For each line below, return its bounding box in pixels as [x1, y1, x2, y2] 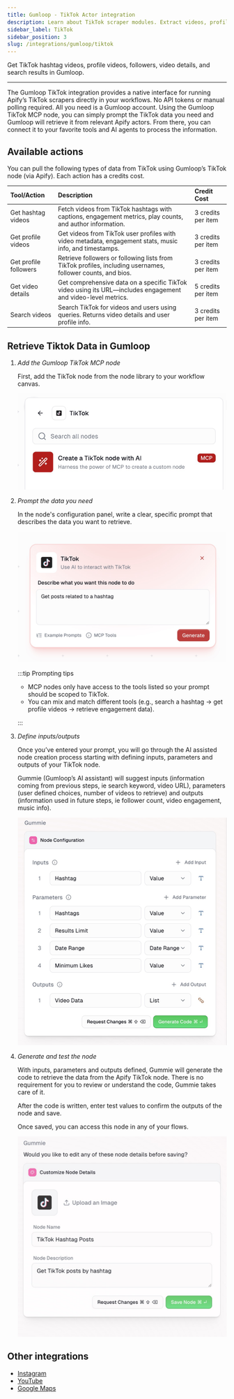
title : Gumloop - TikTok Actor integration [7, 11, 136, 18]
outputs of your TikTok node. [17, 760, 101, 769]
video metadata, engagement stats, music [58, 236, 178, 245]
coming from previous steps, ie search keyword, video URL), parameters [17, 781, 226, 790]
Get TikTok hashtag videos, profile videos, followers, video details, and [7, 61, 210, 69]
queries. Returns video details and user [58, 310, 170, 319]
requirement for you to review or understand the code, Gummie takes [17, 1080, 217, 1089]
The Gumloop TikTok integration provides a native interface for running [7, 88, 211, 97]
